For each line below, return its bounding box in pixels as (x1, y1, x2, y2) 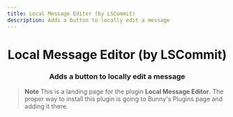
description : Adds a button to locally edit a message (7, 17, 170, 24)
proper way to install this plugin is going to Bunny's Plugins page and (24, 95, 223, 103)
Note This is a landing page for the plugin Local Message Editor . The (24, 87, 224, 95)
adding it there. (24, 102, 68, 110)
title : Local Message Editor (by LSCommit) (7, 10, 136, 17)
